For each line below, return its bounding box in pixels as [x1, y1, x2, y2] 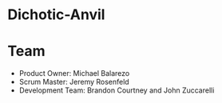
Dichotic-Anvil [7, 6, 105, 24]
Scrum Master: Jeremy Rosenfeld [18, 77, 129, 87]
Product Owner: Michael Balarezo [18, 69, 130, 78]
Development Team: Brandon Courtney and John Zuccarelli [18, 85, 215, 95]
